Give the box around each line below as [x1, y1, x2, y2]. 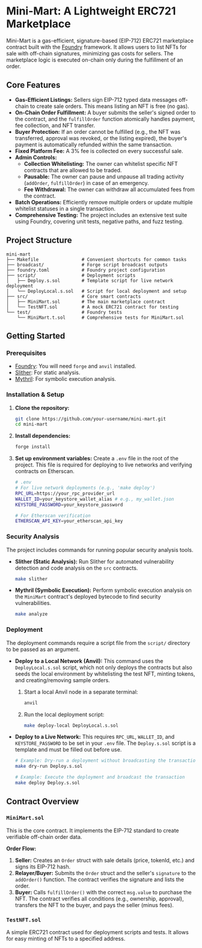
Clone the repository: [14, 404, 70, 411]
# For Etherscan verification [14, 512, 91, 519]
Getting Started [6, 330, 66, 341]
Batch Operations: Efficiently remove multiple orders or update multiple [14, 198, 193, 206]
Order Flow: [6, 845, 37, 852]
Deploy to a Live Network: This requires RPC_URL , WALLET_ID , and [14, 733, 175, 741]
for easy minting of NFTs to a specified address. [6, 935, 126, 942]
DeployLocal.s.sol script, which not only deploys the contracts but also [14, 664, 192, 671]
